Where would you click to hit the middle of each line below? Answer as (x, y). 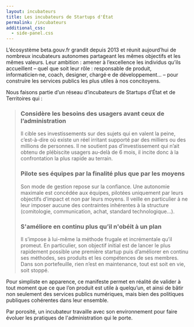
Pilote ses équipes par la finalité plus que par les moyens (103, 174)
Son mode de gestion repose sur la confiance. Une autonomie (95, 186)
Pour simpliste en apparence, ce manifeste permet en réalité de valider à (93, 282)
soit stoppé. (35, 270)
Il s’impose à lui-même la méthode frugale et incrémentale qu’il (96, 239)
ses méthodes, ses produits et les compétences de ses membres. (100, 258)
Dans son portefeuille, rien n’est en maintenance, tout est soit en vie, (103, 264)
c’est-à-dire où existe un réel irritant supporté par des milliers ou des (103, 140)
